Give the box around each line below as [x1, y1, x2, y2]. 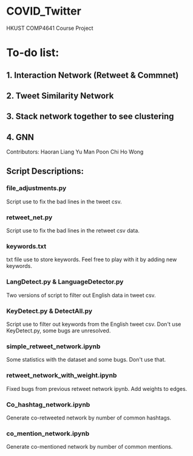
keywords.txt [6, 242, 47, 251]
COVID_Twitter [6, 4, 82, 18]
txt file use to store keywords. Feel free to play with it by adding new [6, 256, 177, 263]
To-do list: [6, 46, 59, 60]
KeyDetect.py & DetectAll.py [6, 306, 93, 315]
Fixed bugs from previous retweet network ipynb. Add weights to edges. [6, 385, 188, 392]
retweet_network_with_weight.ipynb [6, 371, 117, 380]
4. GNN [6, 132, 35, 142]
